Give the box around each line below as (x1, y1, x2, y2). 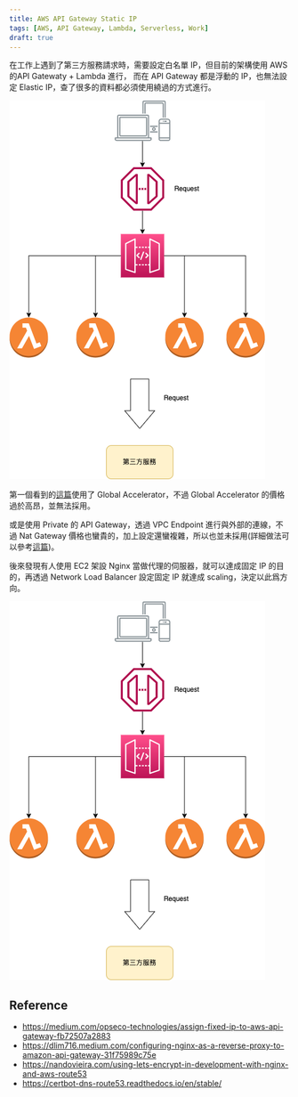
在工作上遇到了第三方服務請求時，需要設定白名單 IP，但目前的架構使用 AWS (9, 60, 288, 70)
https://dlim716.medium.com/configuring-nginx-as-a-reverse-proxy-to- (21, 1040, 285, 1051)
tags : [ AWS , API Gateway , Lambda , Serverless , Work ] (9, 23, 209, 33)
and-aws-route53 (21, 1069, 87, 1079)
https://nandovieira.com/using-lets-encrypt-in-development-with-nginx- (21, 1060, 289, 1070)
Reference (9, 997, 68, 1012)
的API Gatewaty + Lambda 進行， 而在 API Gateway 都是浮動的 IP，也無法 (9, 71, 280, 82)
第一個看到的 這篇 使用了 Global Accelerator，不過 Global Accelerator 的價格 (9, 490, 286, 500)
